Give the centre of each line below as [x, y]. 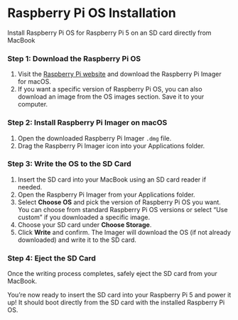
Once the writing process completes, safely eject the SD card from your [113, 274]
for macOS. [34, 82]
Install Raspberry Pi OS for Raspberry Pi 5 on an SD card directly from [109, 33]
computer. [33, 104]
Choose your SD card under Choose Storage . [85, 224]
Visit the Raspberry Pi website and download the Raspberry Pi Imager [119, 74]
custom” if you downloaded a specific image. [84, 217]
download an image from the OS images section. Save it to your [111, 96]
